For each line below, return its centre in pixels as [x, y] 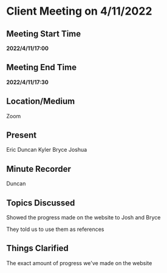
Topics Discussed [41, 203]
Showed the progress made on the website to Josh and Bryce [83, 218]
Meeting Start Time [44, 34]
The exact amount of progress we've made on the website [79, 263]
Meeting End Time [42, 67]
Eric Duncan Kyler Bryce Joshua [47, 150]
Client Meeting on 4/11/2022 [79, 11]
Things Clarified [37, 248]
